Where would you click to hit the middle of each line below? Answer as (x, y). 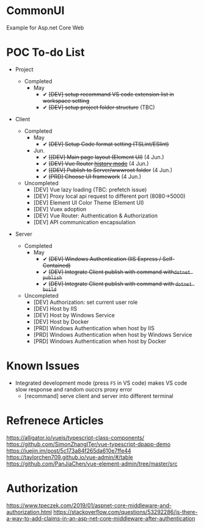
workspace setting (66, 100)
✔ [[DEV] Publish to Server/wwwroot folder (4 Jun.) (107, 170)
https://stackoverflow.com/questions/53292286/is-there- (125, 511)
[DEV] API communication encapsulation (85, 222)
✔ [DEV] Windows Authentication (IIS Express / (102, 258)
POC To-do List (46, 52)
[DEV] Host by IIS (55, 308)
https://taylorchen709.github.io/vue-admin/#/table (70, 457)
